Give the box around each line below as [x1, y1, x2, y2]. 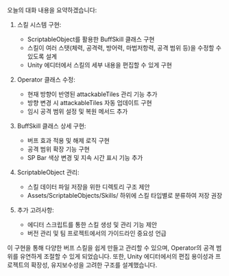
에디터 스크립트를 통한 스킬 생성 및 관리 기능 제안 [27, 220, 158, 229]
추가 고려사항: [16, 206, 55, 214]
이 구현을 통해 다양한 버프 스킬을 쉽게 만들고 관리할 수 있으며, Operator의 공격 [7, 244, 215, 252]
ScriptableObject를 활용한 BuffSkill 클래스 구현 [27, 35, 155, 43]
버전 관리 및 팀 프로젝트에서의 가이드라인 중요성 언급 [27, 229, 167, 237]
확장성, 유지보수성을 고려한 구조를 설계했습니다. [30, 261, 158, 269]
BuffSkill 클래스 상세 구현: [16, 122, 86, 130]
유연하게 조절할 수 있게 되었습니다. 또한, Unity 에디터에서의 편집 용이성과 [19, 253, 214, 260]
